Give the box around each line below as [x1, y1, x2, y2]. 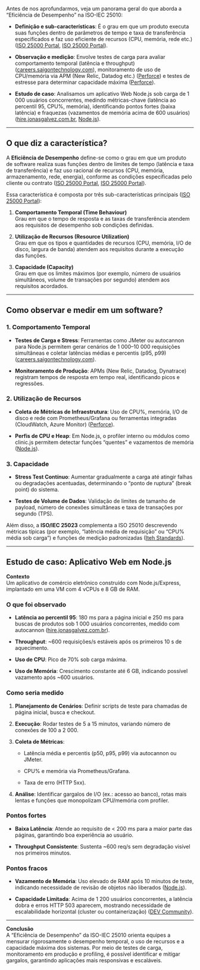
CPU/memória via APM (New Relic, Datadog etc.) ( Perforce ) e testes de [14, 73, 190, 79]
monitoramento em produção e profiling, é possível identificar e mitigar [6, 950, 180, 958]
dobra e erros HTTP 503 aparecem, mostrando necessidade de [14, 902, 171, 909]
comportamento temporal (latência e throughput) [14, 60, 135, 67]
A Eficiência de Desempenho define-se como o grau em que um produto [6, 154, 186, 161]
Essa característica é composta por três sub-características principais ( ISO [6, 190, 190, 198]
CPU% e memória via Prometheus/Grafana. [23, 767, 130, 774]
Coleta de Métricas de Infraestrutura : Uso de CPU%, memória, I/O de [14, 408, 188, 415]
